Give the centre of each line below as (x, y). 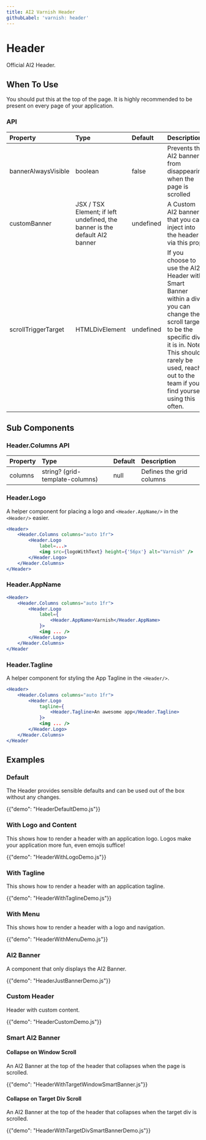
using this (181, 398)
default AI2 (91, 235)
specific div (184, 337)
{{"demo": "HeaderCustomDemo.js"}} (54, 1021)
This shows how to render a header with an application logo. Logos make (99, 838)
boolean (87, 171)
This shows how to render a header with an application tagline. (86, 886)
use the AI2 (184, 268)
